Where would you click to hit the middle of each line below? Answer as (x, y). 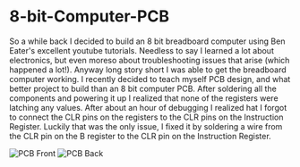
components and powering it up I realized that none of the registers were (144, 98)
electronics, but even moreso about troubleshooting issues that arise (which (150, 60)
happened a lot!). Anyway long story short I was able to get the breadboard (148, 70)
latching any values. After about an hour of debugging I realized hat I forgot (148, 107)
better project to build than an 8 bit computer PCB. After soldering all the (143, 88)
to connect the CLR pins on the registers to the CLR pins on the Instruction (146, 117)
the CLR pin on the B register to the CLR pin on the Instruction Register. (140, 136)
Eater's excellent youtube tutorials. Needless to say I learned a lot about (142, 50)
